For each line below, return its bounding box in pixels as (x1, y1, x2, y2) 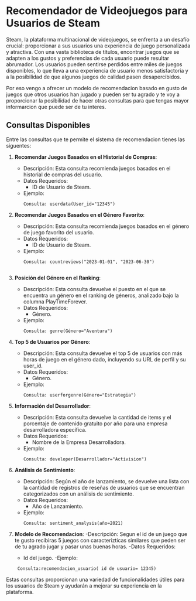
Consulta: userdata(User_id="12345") (23, 201, 116, 207)
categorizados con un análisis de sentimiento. (23, 490, 135, 497)
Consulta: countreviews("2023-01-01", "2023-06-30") (23, 259, 155, 265)
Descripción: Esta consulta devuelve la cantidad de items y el (23, 414, 171, 421)
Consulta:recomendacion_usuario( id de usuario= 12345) (17, 565, 157, 572)
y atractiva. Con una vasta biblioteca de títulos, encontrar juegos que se (6, 48, 180, 55)
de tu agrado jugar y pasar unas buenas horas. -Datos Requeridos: (14, 543, 176, 550)
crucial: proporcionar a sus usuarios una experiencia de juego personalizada (6, 42, 191, 49)
